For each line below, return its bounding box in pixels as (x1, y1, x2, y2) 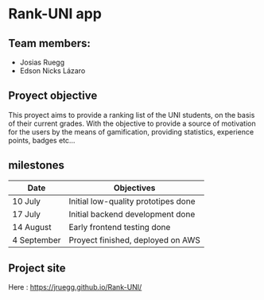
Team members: (8, 37, 91, 50)
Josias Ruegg (19, 57, 65, 67)
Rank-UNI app (8, 5, 102, 23)
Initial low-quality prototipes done (68, 196, 196, 207)
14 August (12, 221, 52, 232)
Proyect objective (8, 89, 98, 103)
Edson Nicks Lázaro (19, 66, 86, 76)
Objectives (113, 182, 156, 193)
